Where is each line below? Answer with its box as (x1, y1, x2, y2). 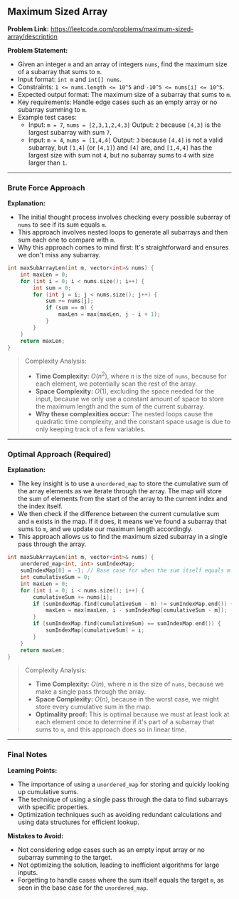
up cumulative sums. (17, 787, 79, 796)
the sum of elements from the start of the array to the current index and (17, 495, 228, 503)
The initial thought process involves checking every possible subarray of (17, 213, 231, 222)
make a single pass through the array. (35, 687, 147, 696)
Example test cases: (17, 113, 77, 121)
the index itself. (17, 502, 63, 510)
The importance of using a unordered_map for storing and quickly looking (17, 780, 230, 788)
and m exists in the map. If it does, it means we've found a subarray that (17, 517, 227, 526)
